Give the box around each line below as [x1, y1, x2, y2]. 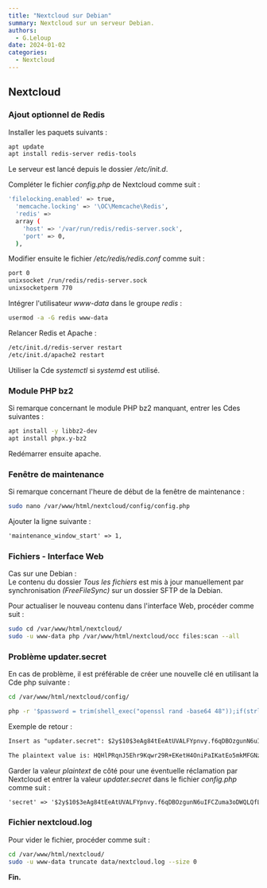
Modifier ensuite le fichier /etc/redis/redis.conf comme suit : [8, 254, 205, 263]
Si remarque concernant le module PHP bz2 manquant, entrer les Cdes [8, 403, 241, 413]
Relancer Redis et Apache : [8, 328, 97, 338]
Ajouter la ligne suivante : [8, 516, 91, 525]
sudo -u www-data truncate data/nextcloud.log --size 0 [8, 858, 197, 866]
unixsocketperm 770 [8, 284, 73, 293]
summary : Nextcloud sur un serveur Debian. [8, 19, 155, 27]
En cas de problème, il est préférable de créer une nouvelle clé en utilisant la [8, 669, 259, 679]
